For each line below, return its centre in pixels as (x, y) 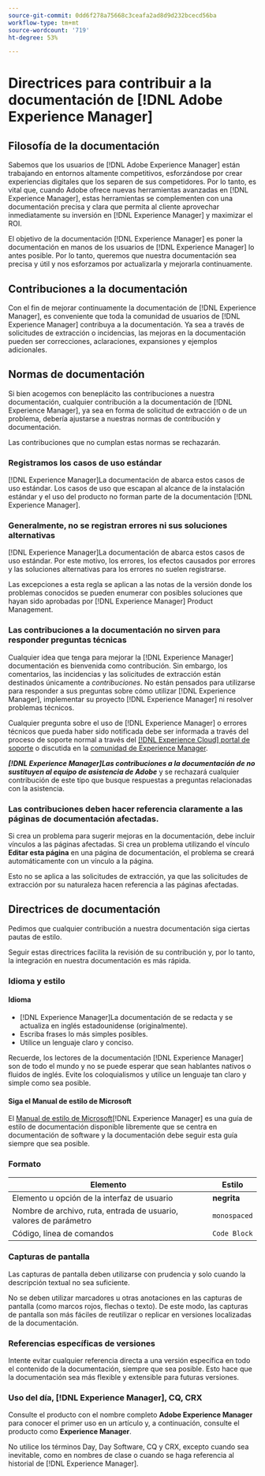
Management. (31, 610)
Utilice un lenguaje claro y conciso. (77, 1043)
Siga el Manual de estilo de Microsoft (70, 1100)
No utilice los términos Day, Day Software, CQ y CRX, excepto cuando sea (129, 1447)
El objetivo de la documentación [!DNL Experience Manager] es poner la (125, 239)
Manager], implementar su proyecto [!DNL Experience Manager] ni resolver (131, 699)
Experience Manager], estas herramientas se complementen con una (121, 199)
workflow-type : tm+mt (44, 23)
